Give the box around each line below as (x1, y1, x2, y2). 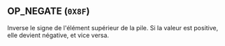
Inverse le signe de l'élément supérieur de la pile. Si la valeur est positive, (7, 23, 219, 32)
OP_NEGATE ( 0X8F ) (7, 5, 90, 17)
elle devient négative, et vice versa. (7, 31, 110, 39)
